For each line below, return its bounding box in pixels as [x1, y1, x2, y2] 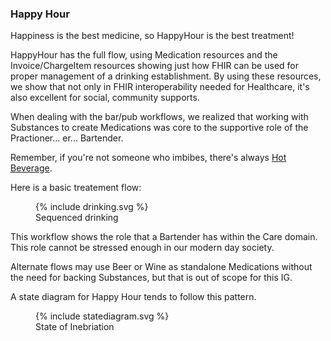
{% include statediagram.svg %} [35, 310, 170, 322]
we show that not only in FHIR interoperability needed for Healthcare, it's [10, 81, 310, 93]
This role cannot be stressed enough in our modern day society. [10, 242, 275, 254]
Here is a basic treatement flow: [10, 182, 142, 194]
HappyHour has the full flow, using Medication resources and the [10, 49, 278, 61]
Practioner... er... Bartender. [10, 132, 124, 144]
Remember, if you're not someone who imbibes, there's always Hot [10, 152, 287, 164]
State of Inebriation [35, 321, 115, 333]
